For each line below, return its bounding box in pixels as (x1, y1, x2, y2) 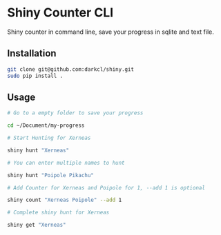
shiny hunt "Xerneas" (7, 147, 70, 154)
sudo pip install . (7, 72, 64, 79)
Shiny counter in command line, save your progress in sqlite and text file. (7, 28, 214, 36)
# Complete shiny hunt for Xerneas (7, 209, 110, 216)
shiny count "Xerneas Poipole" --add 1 (7, 196, 122, 204)
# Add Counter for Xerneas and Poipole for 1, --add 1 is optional (7, 184, 206, 191)
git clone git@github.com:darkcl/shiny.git (7, 65, 135, 73)
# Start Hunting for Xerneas (7, 134, 91, 142)
